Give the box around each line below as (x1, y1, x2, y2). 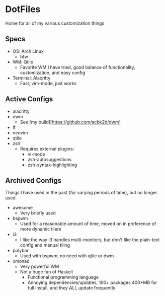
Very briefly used (20, 210, 56, 216)
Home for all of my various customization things (5, 20, 105, 26)
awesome (12, 205, 33, 211)
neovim (12, 129, 28, 135)
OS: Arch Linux (12, 48, 44, 54)
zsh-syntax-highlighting (27, 162, 77, 168)
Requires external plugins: (20, 145, 74, 152)
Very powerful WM (20, 263, 59, 270)
